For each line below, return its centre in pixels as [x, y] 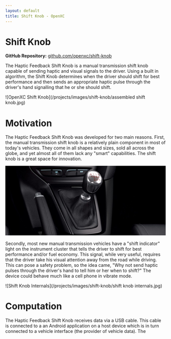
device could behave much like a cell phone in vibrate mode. [69, 276]
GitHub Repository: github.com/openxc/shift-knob [59, 56]
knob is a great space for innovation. [44, 159]
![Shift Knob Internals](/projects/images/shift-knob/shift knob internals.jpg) [84, 286]
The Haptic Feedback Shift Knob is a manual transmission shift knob [77, 66]
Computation [34, 306]
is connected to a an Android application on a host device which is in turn [82, 326]
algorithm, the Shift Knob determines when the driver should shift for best [82, 77]
